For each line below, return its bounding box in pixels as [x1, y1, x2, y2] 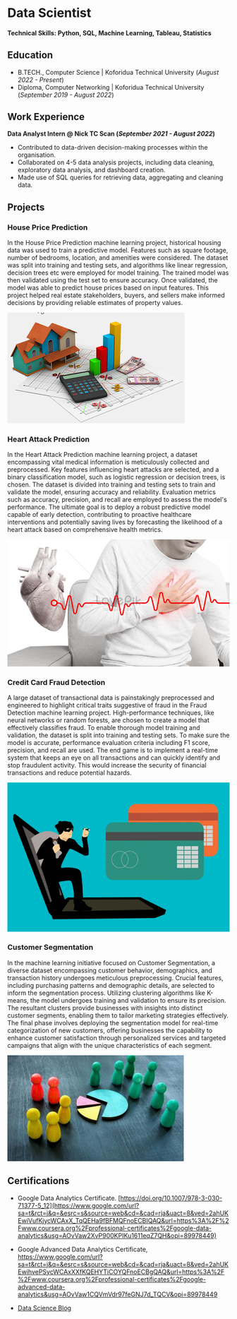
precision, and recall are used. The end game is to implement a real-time [7, 746, 219, 755]
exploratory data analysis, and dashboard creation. [17, 166, 166, 174]
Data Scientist [7, 5, 92, 21]
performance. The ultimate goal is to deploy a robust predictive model [7, 503, 210, 511]
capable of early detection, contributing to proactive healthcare [7, 511, 192, 519]
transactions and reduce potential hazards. [7, 768, 132, 777]
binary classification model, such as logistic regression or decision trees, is [7, 473, 226, 482]
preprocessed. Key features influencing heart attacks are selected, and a [7, 465, 219, 474]
